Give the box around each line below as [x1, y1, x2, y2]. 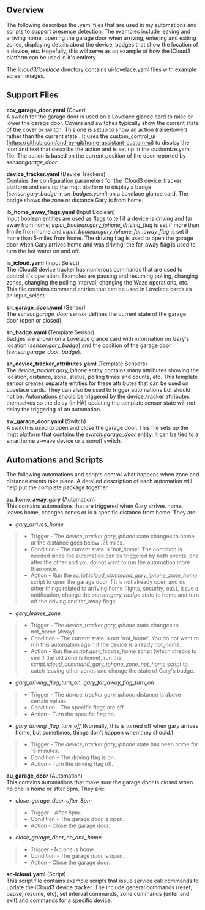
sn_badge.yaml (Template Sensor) [6, 328, 95, 336]
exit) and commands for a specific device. [6, 897, 113, 904]
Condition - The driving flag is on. [30, 754, 116, 761]
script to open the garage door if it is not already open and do [30, 578, 186, 586]
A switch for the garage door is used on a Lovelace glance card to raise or [6, 113, 193, 120]
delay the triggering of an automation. [6, 405, 102, 413]
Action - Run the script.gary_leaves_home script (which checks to [30, 648, 197, 655]
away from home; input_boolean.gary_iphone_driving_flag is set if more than [6, 221, 199, 229]
